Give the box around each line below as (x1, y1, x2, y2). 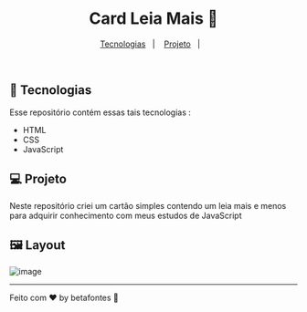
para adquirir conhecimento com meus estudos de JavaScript (9, 210, 242, 221)
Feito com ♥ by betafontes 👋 (9, 292, 119, 304)
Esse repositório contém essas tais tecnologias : (9, 107, 192, 118)
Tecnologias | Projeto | (100, 38, 201, 49)
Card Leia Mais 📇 (89, 8, 218, 29)
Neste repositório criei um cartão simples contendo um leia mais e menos (9, 200, 287, 211)
